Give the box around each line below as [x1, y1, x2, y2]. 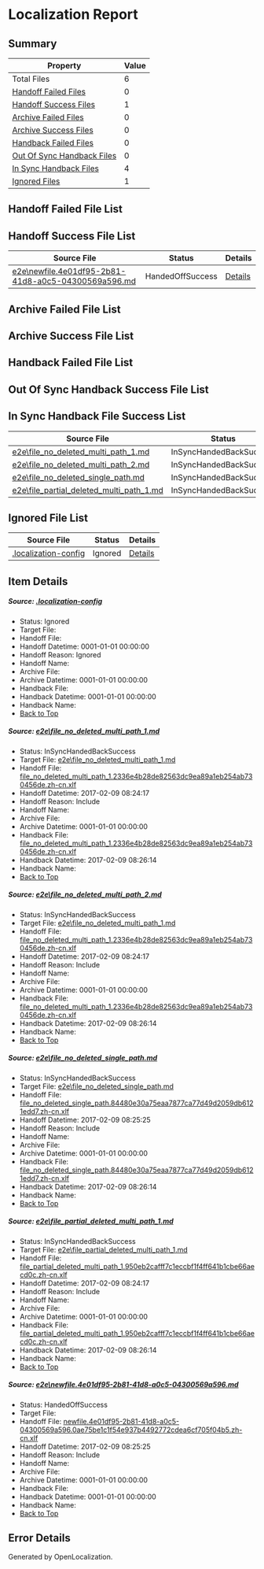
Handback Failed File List [8, 356, 134, 369]
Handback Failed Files [12, 138, 94, 148]
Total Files [12, 73, 50, 84]
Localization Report [8, 6, 139, 24]
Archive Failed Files [12, 112, 84, 123]
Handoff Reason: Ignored [19, 649, 101, 659]
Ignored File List [8, 511, 89, 524]
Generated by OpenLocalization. [8, 1552, 113, 1562]
